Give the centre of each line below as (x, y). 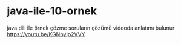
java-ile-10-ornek (52, 11)
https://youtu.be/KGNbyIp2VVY (46, 34)
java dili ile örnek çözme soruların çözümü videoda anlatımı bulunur (91, 28)
